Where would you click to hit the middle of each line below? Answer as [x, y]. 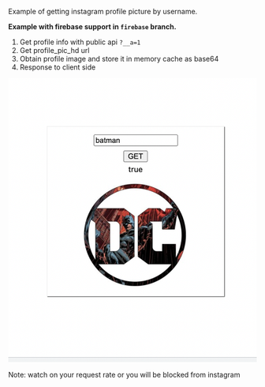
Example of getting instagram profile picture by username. [103, 11]
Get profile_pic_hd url [54, 50]
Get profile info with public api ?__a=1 [80, 42]
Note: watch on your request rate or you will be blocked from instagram [124, 374]
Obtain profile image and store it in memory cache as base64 [119, 59]
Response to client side [58, 67]
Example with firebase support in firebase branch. [92, 26]
